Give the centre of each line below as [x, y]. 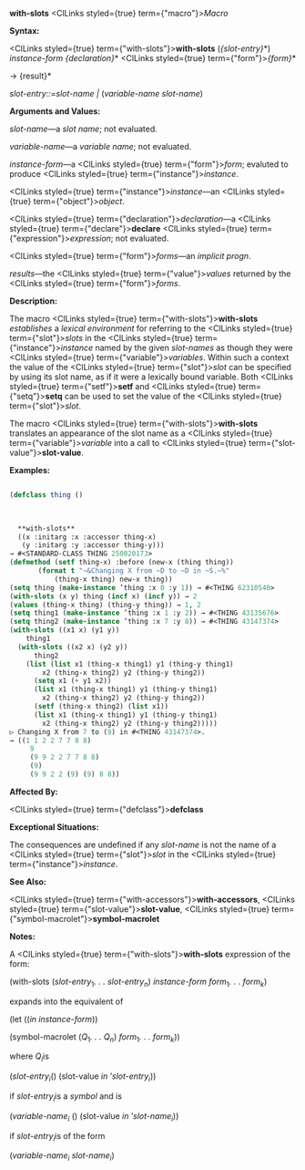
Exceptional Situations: [54, 827]
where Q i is [30, 1057]
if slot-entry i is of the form [57, 1137]
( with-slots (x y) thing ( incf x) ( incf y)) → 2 [103, 596]
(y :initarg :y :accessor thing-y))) [93, 545]
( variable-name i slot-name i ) [62, 1157]
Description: [33, 301]
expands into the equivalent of [66, 1001]
